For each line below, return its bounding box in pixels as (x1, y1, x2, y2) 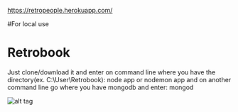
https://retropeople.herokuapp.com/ (7, 6, 113, 14)
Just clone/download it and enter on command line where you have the (7, 67, 216, 77)
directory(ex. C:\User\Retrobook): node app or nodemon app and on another (7, 75, 232, 84)
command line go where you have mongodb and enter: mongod (7, 83, 194, 91)
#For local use (7, 20, 50, 28)
